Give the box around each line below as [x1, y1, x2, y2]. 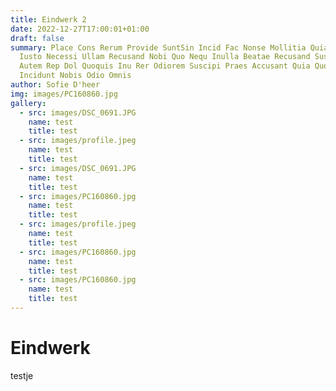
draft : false [10, 33, 65, 43]
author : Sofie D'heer [10, 80, 101, 90]
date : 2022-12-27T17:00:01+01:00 [10, 24, 150, 34]
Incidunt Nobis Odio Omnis [19, 71, 132, 81]
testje [10, 369, 34, 381]
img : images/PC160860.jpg [10, 89, 118, 99]
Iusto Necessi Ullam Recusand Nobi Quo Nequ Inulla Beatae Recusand [19, 52, 311, 62]
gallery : [10, 98, 47, 108]
